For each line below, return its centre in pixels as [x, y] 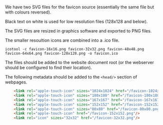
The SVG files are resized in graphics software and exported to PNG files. [78, 31]
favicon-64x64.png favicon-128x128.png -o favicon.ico [62, 53]
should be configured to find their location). [49, 68]
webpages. [16, 82]
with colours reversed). [28, 12]
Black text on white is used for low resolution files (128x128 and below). [76, 22]
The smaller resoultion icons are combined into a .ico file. [62, 40]
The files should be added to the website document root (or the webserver [80, 62]
